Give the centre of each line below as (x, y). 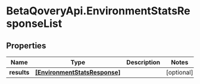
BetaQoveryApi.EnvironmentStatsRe (98, 11)
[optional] (179, 72)
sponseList (34, 24)
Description (143, 62)
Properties (26, 46)
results (19, 72)
